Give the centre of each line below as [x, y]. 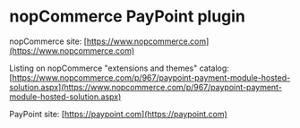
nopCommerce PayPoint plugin [128, 17]
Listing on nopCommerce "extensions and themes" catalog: [120, 68]
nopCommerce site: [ [48, 41]
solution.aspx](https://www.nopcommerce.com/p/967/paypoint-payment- [146, 87]
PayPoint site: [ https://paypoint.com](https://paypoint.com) [119, 114]
